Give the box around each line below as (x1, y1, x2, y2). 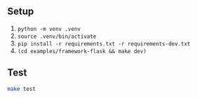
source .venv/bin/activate (17, 33, 97, 40)
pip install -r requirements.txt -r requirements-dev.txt (17, 40, 191, 48)
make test (7, 85, 36, 92)
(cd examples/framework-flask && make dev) (17, 48, 147, 55)
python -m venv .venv (17, 25, 81, 32)
